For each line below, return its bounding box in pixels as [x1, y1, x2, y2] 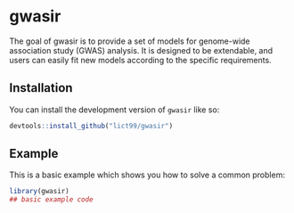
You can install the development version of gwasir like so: [9, 104, 220, 115]
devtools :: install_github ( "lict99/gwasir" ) [9, 121, 174, 130]
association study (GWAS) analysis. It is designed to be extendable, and [9, 45, 274, 55]
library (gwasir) [9, 187, 69, 196]
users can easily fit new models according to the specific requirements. [9, 54, 272, 65]
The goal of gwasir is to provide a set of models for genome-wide [9, 36, 251, 46]
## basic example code [9, 195, 94, 204]
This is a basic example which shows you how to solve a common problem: [9, 169, 285, 180]
